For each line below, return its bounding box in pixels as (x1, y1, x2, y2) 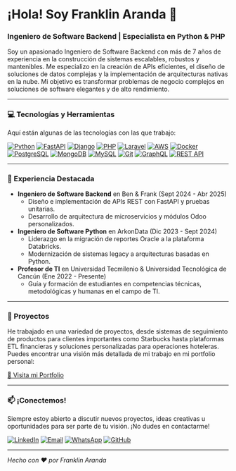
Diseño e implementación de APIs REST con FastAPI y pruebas (27, 197, 210, 206)
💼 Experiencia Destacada (7, 173, 95, 183)
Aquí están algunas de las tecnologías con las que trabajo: (7, 128, 176, 137)
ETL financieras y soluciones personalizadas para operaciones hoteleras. (7, 342, 219, 351)
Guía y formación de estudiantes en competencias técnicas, (27, 280, 202, 288)
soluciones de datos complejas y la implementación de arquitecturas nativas (7, 70, 228, 78)
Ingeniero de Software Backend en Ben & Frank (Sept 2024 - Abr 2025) (17, 190, 227, 198)
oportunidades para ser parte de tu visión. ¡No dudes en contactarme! (7, 422, 210, 430)
